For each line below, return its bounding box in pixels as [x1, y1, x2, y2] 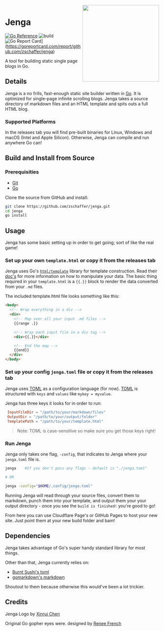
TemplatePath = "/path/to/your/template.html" [7, 419, 104, 424]
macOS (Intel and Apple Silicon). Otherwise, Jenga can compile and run [5, 135, 149, 141]
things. [5, 550, 19, 556]
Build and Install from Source [5, 154, 95, 162]
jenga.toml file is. [5, 457, 41, 462]
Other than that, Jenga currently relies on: [5, 559, 89, 565]
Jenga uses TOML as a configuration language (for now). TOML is [5, 386, 138, 391]
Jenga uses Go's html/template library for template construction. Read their [5, 268, 158, 274]
